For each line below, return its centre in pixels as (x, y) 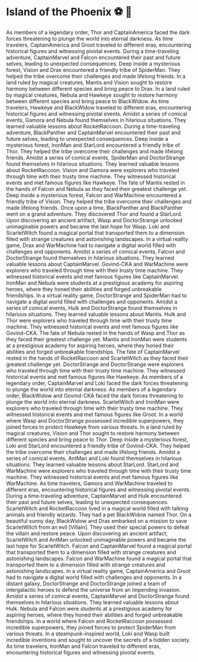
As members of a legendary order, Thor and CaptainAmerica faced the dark (98, 32)
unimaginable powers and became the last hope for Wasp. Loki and (88, 226)
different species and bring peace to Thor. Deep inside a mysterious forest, (97, 439)
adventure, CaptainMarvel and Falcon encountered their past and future (93, 57)
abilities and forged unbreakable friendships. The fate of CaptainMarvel (93, 351)
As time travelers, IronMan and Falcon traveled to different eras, (83, 646)
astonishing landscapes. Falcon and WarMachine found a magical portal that (99, 558)
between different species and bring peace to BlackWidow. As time (88, 101)
